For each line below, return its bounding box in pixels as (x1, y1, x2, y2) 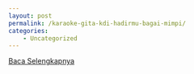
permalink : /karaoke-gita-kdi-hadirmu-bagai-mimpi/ (8, 19, 186, 27)
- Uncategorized (23, 34, 78, 43)
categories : (8, 27, 48, 35)
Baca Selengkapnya (8, 56, 75, 66)
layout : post (8, 11, 53, 20)
